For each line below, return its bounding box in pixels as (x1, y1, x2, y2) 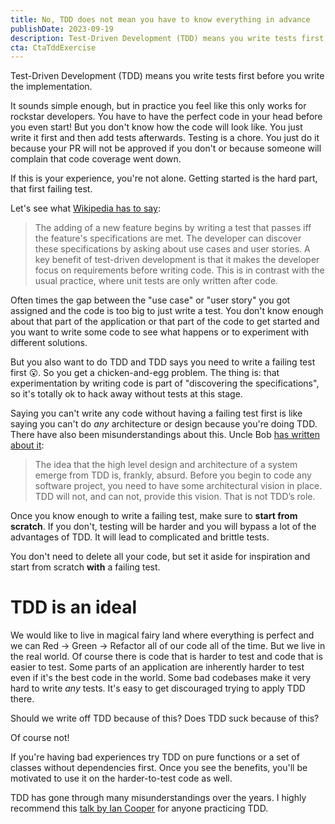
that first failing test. (10, 183, 93, 195)
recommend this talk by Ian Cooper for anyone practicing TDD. (10, 802, 269, 815)
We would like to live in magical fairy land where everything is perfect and (10, 629, 315, 641)
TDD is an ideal (10, 596, 138, 619)
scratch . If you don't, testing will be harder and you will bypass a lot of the (10, 521, 317, 533)
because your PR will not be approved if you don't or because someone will (10, 142, 322, 155)
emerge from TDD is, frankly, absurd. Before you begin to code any (34, 469, 312, 481)
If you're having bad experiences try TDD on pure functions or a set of (10, 751, 300, 763)
